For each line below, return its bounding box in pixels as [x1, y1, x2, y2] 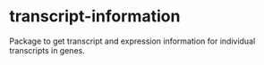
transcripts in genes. [9, 45, 85, 55]
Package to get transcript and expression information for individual [9, 36, 256, 46]
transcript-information [9, 6, 181, 27]
